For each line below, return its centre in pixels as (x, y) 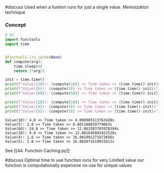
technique (15, 12)
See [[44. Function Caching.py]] (37, 151)
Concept (15, 25)
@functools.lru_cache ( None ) (34, 57)
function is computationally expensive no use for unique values (69, 165)
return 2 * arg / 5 (29, 71)
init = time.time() (25, 80)
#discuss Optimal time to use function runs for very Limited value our (75, 160)
